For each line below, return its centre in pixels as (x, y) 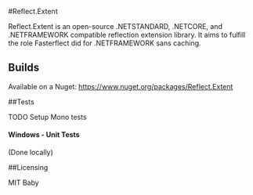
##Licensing (28, 168)
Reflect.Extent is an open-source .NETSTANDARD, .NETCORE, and (116, 26)
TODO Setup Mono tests (48, 117)
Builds (24, 68)
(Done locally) (31, 153)
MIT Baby (23, 182)
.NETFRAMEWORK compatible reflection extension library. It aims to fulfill (127, 35)
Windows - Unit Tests (44, 135)
